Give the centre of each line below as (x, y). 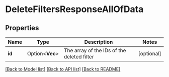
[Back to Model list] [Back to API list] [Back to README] (63, 69)
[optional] (150, 54)
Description (99, 42)
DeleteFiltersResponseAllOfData (74, 9)
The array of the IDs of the (95, 50)
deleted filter (79, 57)
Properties (22, 28)
